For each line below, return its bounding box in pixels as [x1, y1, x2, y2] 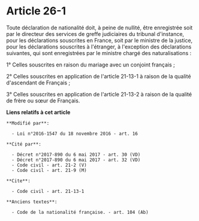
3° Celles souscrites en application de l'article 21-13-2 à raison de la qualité [6, 90, 192, 98]
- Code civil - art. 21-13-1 [11, 188, 85, 194]
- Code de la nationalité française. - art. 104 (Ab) [11, 209, 149, 215]
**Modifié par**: [6, 120, 50, 126]
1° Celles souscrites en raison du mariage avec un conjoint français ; [6, 61, 175, 68]
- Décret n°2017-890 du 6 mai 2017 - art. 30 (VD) [11, 152, 141, 158]
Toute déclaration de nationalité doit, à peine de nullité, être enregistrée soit [6, 24, 193, 31]
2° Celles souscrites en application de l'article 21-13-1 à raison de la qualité [6, 72, 191, 80]
